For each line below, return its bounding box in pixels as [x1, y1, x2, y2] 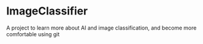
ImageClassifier [6, 4, 88, 18]
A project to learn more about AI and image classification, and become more [6, 24, 197, 31]
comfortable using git [6, 30, 60, 37]
